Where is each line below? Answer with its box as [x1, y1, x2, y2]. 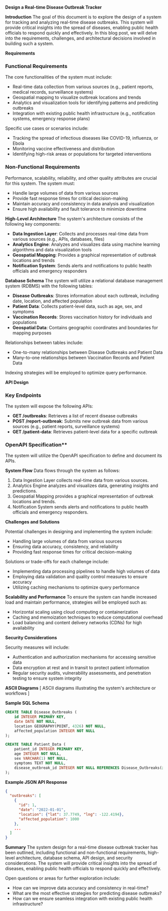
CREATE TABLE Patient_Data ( [5, 742, 66, 747]
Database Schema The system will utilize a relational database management [5, 277, 163, 283]
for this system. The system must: [5, 180, 75, 186]
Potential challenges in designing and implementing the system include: [5, 529, 153, 535]
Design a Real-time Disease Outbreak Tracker [5, 5, 102, 10]
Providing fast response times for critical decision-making [12, 549, 132, 555]
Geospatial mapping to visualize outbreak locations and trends [12, 95, 141, 101]
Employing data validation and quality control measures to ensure [12, 574, 147, 580]
